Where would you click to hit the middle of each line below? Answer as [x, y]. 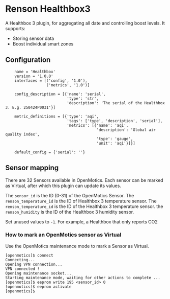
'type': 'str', [83, 98]
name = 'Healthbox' [35, 72]
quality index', [22, 134]
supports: [15, 28]
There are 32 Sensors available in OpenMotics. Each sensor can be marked [84, 180]
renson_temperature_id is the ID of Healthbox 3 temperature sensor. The [81, 201]
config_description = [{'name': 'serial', [60, 94]
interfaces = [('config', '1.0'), [51, 80]
